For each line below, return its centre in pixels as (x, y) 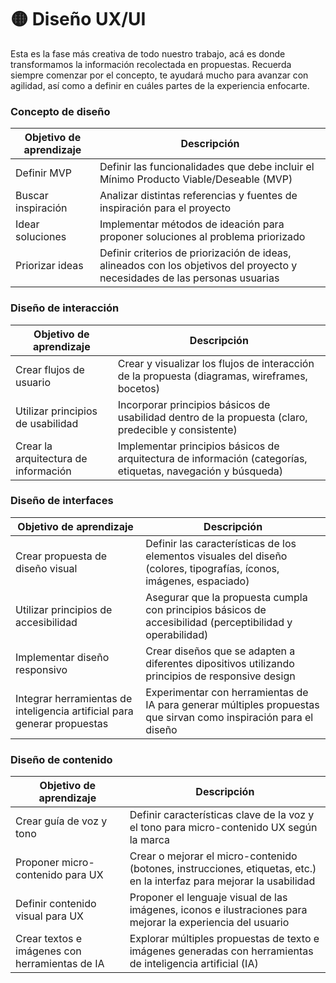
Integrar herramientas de (74, 698)
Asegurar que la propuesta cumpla (226, 597)
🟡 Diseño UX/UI (78, 19)
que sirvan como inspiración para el (229, 717)
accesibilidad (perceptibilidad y (219, 622)
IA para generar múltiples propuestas (232, 704)
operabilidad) (177, 634)
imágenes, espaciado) (197, 581)
